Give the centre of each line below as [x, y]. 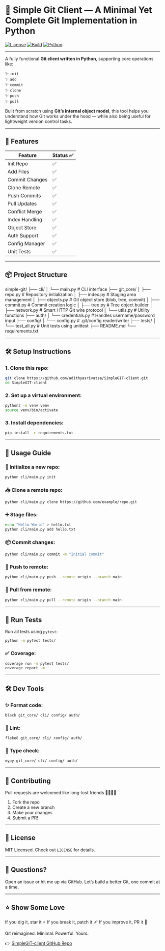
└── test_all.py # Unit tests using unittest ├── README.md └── [70, 326]
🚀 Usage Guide [28, 453]
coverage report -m [25, 668]
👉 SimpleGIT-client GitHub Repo [39, 943]
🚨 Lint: [13, 728]
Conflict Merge [25, 211]
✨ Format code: [24, 705]
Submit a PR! [25, 818]
